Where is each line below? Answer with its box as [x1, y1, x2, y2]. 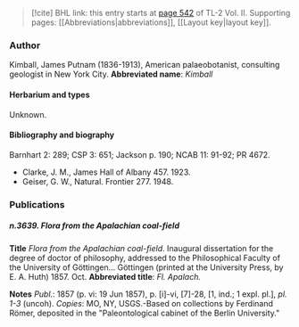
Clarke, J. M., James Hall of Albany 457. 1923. [21, 167, 191, 177]
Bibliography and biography [9, 129, 114, 141]
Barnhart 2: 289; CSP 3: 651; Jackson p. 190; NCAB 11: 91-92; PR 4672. [9, 149, 270, 159]
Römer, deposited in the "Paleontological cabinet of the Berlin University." [9, 307, 280, 318]
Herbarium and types [9, 89, 91, 100]
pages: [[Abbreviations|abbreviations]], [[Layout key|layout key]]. [30, 17, 272, 28]
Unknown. [9, 109, 47, 119]
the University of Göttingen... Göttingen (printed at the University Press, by [9, 262, 284, 273]
